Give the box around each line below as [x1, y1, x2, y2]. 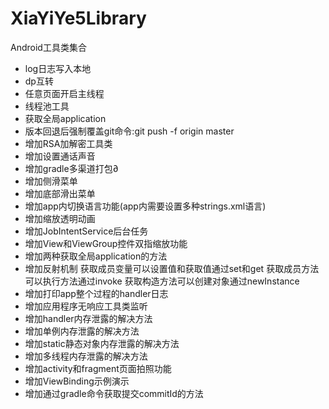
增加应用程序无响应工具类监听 [24, 300, 148, 312]
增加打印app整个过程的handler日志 [24, 287, 169, 299]
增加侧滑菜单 [24, 175, 78, 187]
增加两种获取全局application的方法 [24, 250, 168, 262]
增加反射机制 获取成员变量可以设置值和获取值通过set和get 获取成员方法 [24, 262, 320, 274]
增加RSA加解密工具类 [24, 137, 113, 149]
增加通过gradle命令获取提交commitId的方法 [24, 387, 204, 399]
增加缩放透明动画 [24, 212, 96, 224]
